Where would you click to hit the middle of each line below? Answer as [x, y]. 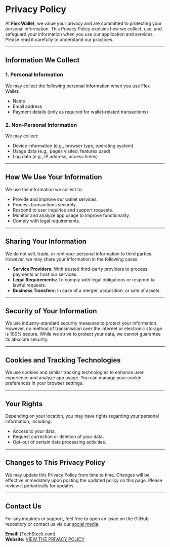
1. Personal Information [34, 75]
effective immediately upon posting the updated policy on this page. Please [84, 480]
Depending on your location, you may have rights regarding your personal [82, 416]
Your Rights [24, 404]
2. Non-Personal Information [41, 125]
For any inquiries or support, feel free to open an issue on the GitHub [77, 519]
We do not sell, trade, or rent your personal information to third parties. [79, 253]
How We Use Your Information [54, 177]
